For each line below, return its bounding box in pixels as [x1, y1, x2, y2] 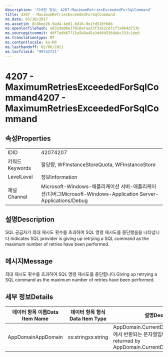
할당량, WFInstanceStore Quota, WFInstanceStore [40, 161, 156, 168]
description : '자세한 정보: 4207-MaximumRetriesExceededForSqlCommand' [5, 7, 152, 12]
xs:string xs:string [67, 333, 108, 340]
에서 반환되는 [113, 330, 142, 337]
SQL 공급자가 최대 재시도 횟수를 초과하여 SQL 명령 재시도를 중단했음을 [5, 229, 142, 235]
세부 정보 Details [5, 292, 53, 301]
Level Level [7, 173, 33, 180]
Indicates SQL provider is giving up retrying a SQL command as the [10, 235, 149, 241]
